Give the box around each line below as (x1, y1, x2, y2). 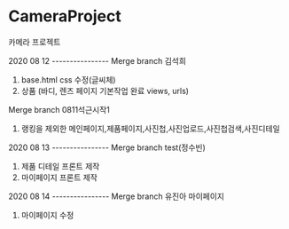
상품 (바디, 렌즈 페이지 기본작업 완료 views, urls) (20, 85, 190, 96)
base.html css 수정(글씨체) (20, 74, 116, 85)
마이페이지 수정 (20, 209, 74, 220)
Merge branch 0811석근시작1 (8, 104, 110, 114)
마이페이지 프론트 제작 (20, 171, 98, 183)
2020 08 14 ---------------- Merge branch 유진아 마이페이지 (8, 191, 225, 201)
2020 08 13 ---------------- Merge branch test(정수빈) (8, 142, 206, 153)
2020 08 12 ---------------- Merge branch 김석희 (8, 55, 187, 66)
